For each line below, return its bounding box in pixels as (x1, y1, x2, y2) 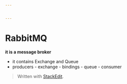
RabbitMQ (5, 33, 47, 43)
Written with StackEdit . (17, 73, 64, 79)
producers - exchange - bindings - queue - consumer (12, 64, 122, 70)
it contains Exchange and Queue (12, 58, 79, 64)
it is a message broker (5, 49, 51, 55)
